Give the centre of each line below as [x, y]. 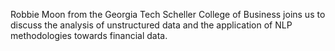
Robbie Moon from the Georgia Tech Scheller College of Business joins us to [168, 14]
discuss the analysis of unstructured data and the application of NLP [151, 25]
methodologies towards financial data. [89, 35]
